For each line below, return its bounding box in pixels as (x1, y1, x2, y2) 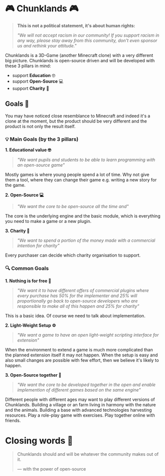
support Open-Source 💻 (12, 78, 64, 84)
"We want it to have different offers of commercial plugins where (17, 288, 149, 294)
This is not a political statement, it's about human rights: (17, 22, 135, 29)
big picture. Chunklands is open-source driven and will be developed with (5, 57, 155, 63)
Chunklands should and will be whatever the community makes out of (17, 451, 159, 457)
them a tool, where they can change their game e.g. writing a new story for (5, 177, 157, 183)
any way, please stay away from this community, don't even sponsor (17, 37, 158, 43)
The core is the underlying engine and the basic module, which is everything (5, 213, 161, 219)
